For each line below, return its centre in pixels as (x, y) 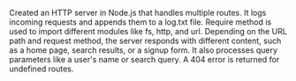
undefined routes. (42, 69)
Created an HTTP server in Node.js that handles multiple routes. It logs (138, 13)
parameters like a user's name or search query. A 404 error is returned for (144, 59)
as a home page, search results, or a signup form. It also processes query (144, 50)
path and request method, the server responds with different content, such (145, 40)
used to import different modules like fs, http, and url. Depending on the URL (148, 31)
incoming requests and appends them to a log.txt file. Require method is (140, 22)
